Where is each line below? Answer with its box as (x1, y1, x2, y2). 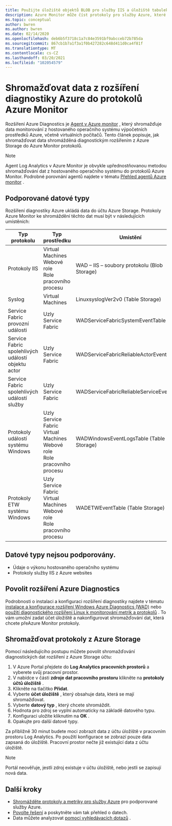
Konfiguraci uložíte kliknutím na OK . (12, 713, 90, 719)
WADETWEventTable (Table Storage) (76, 504, 165, 511)
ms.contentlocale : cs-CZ (5, 50, 58, 55)
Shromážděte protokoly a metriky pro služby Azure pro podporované (12, 799, 158, 805)
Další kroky (5, 785, 42, 794)
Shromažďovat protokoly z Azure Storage (5, 635, 141, 644)
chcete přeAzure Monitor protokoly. (5, 620, 80, 626)
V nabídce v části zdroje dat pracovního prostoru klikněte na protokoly (12, 675, 165, 681)
